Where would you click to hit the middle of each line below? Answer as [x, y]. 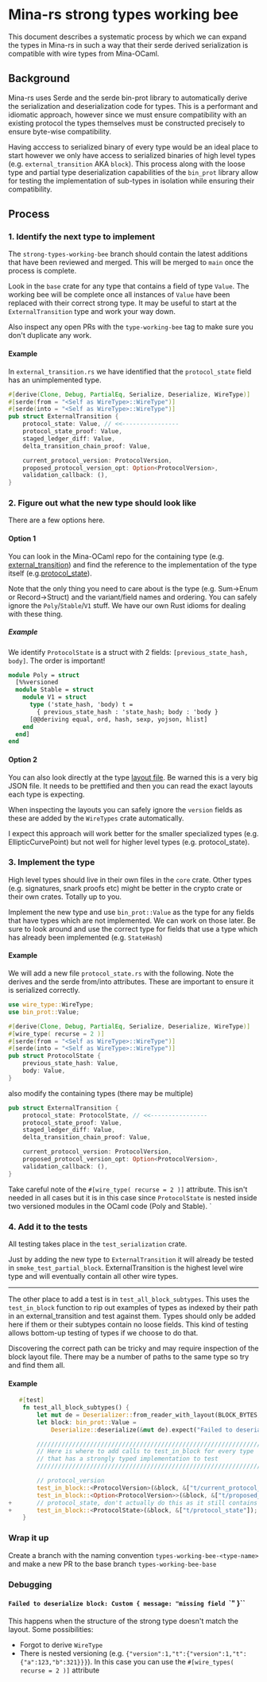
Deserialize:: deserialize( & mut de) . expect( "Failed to [141, 1430]
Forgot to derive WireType [61, 1645]
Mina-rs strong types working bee [124, 15]
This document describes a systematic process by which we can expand [128, 37]
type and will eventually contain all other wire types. [93, 1276]
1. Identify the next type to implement [81, 237]
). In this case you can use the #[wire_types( [161, 1661]
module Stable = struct [54, 690]
